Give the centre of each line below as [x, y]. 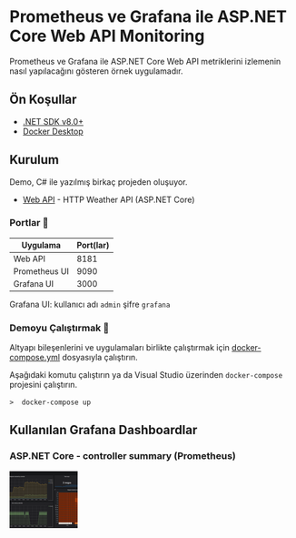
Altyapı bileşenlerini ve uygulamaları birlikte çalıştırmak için [119, 347]
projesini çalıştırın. [44, 384]
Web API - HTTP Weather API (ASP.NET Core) [109, 199]
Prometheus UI [41, 271]
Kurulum [35, 160]
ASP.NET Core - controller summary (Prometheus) [123, 456]
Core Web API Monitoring [107, 36]
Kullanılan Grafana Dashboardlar [104, 430]
